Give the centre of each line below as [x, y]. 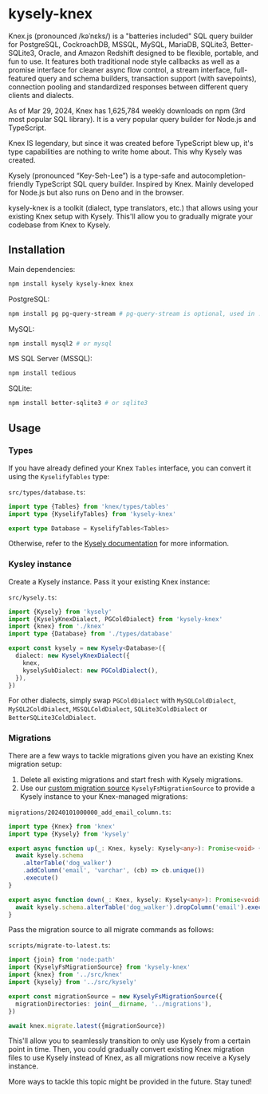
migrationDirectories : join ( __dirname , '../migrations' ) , [114, 1004]
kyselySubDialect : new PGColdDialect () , [91, 671]
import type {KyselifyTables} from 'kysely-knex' [93, 514]
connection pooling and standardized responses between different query [128, 87]
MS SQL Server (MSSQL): [51, 359]
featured [22, 78]
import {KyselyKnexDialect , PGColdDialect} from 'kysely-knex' [116, 619]
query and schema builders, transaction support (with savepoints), [147, 78]
